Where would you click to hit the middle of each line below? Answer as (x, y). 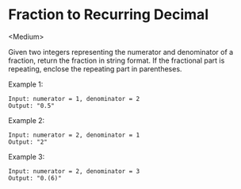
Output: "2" (28, 142)
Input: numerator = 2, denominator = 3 (74, 171)
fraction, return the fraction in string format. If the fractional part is (117, 60)
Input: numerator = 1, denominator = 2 (74, 98)
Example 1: (26, 84)
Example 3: (27, 156)
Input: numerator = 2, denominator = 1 (74, 135)
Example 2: (27, 120)
